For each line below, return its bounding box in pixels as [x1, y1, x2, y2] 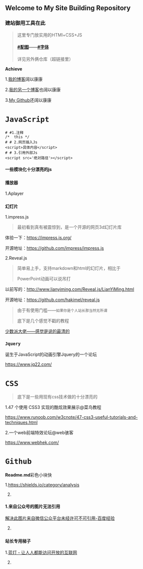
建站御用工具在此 [5, 20, 46, 27]
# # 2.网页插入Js [5, 139, 38, 145]
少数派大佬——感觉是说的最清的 [5, 328, 70, 334]
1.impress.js [5, 214, 29, 220]
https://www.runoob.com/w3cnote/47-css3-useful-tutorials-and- [5, 414, 138, 420]
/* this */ [5, 134, 29, 139]
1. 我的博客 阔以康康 [5, 76, 43, 82]
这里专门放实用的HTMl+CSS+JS [17, 32, 83, 38]
